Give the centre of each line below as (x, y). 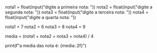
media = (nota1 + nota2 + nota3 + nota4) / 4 (49, 36)
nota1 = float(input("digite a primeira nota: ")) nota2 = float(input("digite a (79, 7)
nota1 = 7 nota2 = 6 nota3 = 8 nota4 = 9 (45, 27)
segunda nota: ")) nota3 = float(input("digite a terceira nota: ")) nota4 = (77, 12)
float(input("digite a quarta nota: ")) (41, 17)
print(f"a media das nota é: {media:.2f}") (46, 45)
